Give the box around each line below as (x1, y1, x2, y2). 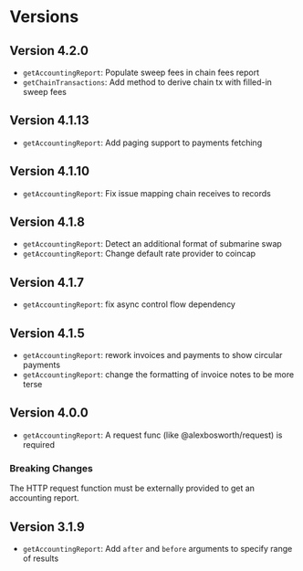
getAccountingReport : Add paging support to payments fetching (22, 137, 263, 148)
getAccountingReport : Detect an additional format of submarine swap (22, 238, 283, 249)
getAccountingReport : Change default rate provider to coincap (22, 248, 256, 259)
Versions (9, 6, 79, 27)
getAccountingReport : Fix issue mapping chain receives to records (22, 187, 271, 198)
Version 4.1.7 (9, 274, 85, 290)
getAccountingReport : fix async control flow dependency (22, 299, 235, 310)
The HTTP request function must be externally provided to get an (9, 482, 256, 494)
